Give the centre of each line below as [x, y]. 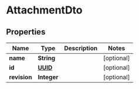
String [47, 58]
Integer [48, 77]
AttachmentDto [45, 10]
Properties [26, 32]
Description [81, 48]
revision [21, 77]
